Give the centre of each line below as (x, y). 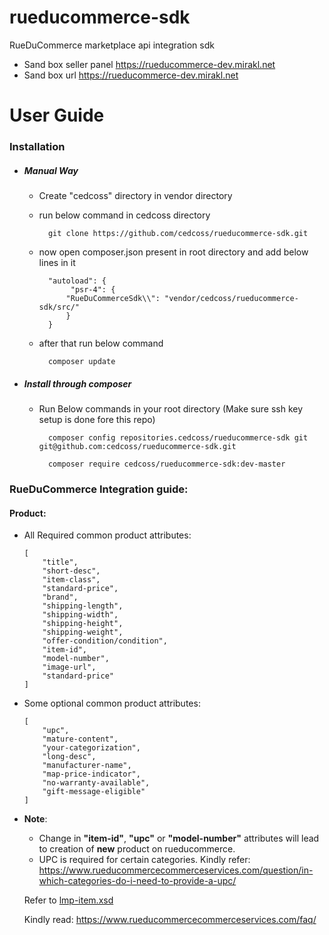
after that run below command (101, 343)
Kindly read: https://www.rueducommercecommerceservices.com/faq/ (170, 920)
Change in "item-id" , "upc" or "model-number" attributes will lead (179, 838)
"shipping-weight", (83, 632)
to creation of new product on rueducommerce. (137, 849)
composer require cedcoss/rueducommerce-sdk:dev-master (166, 464)
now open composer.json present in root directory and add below (173, 252)
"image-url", (69, 667)
